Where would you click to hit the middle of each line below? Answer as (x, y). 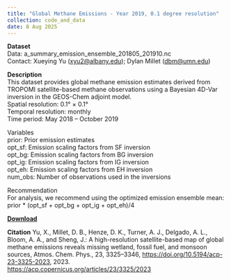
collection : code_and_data (46, 20)
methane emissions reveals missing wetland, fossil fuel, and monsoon (107, 247)
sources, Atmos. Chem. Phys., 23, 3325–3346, (74, 254)
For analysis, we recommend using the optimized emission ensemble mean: (116, 198)
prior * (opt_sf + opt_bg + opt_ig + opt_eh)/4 (71, 205)
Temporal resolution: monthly (49, 111)
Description (25, 75)
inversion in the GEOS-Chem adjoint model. (70, 97)
